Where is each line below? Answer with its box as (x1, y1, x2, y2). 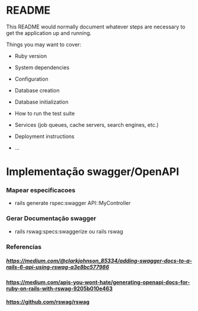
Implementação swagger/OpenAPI (6, 165, 179, 178)
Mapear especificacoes (6, 186, 76, 194)
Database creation (14, 86, 60, 94)
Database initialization (14, 98, 69, 105)
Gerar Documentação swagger (6, 214, 96, 223)
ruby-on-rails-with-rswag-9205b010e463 (6, 285, 113, 292)
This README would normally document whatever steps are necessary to (6, 23, 186, 30)
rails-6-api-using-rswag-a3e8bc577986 (6, 264, 109, 271)
